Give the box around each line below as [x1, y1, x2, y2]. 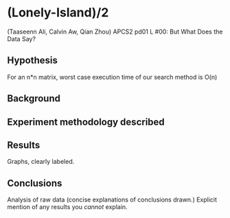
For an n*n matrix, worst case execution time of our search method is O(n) [7, 73, 218, 81]
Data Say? [7, 34, 36, 43]
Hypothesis [7, 55, 58, 66]
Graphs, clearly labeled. [7, 158, 75, 166]
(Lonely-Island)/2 [7, 5, 109, 21]
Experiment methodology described [7, 116, 165, 128]
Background [7, 93, 60, 104]
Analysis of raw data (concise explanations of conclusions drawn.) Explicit [7, 195, 218, 204]
